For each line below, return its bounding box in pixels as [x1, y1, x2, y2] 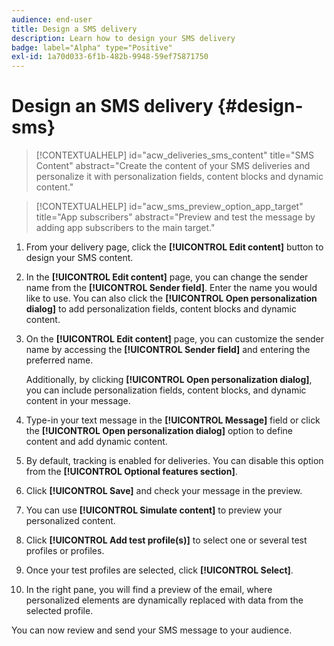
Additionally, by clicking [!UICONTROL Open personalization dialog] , [25, 374, 313, 386]
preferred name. [25, 354, 94, 366]
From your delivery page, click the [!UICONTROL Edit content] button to [25, 241, 324, 253]
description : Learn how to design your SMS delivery [11, 33, 236, 43]
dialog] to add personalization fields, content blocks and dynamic [25, 303, 297, 315]
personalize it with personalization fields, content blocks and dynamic [35, 171, 324, 183]
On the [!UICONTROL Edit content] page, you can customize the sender [25, 333, 325, 345]
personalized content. [25, 515, 116, 527]
